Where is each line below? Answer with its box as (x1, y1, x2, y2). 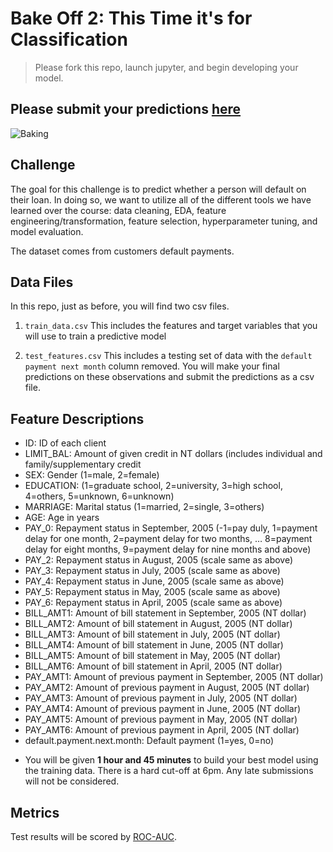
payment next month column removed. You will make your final (24, 360, 280, 372)
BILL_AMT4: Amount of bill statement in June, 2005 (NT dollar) (24, 639, 284, 651)
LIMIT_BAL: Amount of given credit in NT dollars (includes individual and (24, 448, 323, 460)
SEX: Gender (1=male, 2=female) (24, 469, 160, 481)
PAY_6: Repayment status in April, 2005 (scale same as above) (24, 597, 283, 609)
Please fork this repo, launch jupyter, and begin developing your (34, 61, 299, 73)
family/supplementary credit (24, 458, 142, 471)
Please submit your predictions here (10, 101, 242, 118)
